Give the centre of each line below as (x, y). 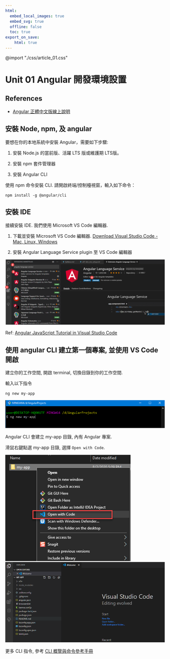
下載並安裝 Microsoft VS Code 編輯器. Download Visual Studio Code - (85, 236)
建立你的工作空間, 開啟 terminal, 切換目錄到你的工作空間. (64, 373)
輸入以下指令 (18, 383)
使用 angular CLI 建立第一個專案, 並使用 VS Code (82, 350)
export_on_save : (22, 37)
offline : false (26, 27)
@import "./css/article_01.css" (36, 58)
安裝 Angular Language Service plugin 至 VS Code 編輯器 (72, 252)
